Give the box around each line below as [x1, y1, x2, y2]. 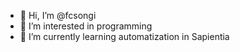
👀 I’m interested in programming [19, 20, 153, 32]
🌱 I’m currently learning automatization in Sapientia [19, 31, 230, 42]
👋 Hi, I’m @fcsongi [19, 10, 97, 21]
